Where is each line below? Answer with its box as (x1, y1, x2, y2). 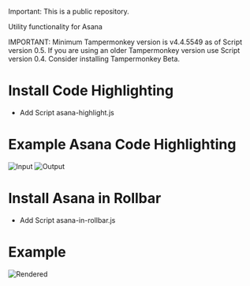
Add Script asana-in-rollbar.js (19, 215, 116, 224)
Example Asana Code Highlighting (8, 136, 237, 153)
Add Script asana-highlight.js (19, 107, 114, 117)
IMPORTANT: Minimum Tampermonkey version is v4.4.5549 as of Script (8, 37, 243, 47)
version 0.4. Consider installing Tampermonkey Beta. (8, 55, 180, 63)
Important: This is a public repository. (8, 7, 130, 16)
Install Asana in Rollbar (8, 190, 162, 208)
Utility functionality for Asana (8, 22, 103, 31)
